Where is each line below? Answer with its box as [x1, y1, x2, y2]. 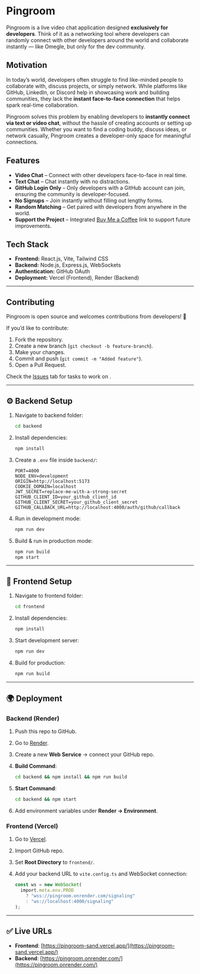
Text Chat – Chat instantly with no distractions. [14, 178, 130, 185]
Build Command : [14, 762, 57, 770]
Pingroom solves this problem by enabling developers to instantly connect [6, 113, 190, 120]
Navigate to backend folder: [14, 412, 83, 419]
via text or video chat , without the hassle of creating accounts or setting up [6, 119, 192, 126]
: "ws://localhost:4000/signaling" [26, 899, 114, 905]
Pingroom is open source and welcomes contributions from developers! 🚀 [6, 313, 187, 320]
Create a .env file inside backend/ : [14, 456, 98, 463]
